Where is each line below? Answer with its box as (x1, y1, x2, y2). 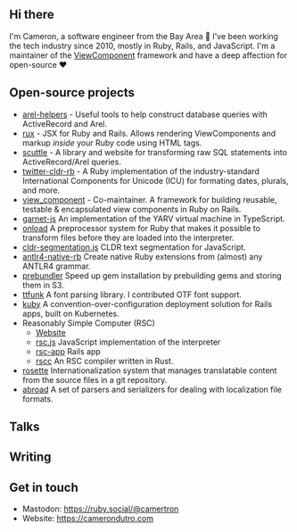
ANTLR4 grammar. (21, 261, 91, 271)
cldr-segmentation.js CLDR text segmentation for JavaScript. (21, 241, 247, 253)
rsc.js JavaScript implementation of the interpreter (35, 337, 221, 347)
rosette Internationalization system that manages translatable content (21, 365, 277, 376)
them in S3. (21, 279, 64, 290)
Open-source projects (9, 85, 136, 101)
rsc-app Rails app (35, 345, 101, 356)
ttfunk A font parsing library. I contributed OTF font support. (21, 289, 243, 300)
